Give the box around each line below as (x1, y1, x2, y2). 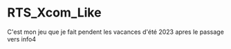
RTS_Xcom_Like (7, 5, 102, 21)
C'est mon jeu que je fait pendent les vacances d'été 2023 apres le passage (7, 28, 225, 36)
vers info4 (7, 35, 37, 43)
